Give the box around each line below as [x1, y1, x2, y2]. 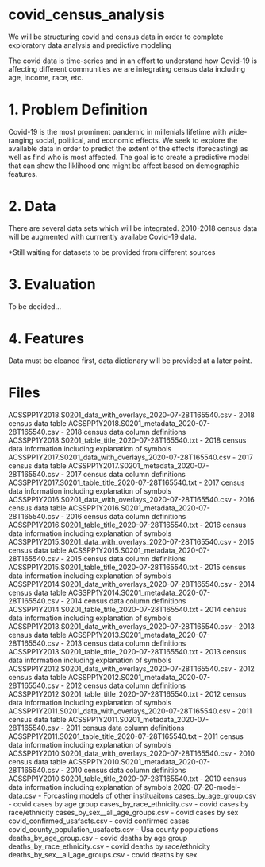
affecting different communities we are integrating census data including [8, 64, 246, 73]
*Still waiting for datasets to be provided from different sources [8, 247, 216, 256]
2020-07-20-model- [173, 782, 240, 791]
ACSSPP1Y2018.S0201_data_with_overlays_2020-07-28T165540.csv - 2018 [8, 410, 255, 420]
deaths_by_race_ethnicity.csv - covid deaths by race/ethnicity [8, 842, 211, 851]
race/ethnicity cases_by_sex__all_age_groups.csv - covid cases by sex [8, 807, 239, 817]
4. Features [8, 329, 85, 347]
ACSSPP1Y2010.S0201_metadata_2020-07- [67, 756, 211, 766]
